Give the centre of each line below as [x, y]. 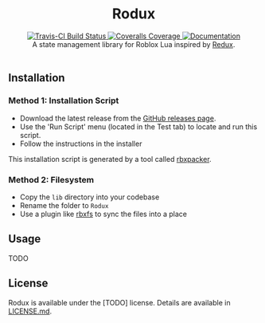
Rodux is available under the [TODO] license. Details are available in [119, 302]
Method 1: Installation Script [64, 100]
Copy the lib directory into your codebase [90, 197]
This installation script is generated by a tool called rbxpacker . [110, 159]
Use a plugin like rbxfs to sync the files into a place [103, 214]
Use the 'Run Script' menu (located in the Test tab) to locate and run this [138, 126]
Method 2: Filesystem [51, 179]
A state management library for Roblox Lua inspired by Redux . [134, 44]
